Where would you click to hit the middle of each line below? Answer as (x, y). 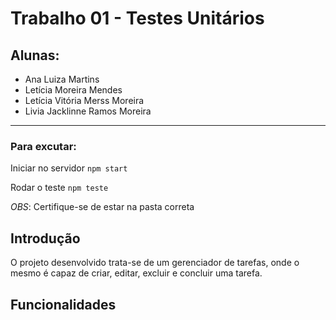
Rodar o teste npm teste (59, 188)
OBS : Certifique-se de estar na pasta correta (102, 207)
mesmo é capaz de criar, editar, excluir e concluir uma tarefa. (136, 273)
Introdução (45, 238)
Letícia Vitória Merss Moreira (84, 100)
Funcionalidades (63, 304)
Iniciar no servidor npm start (69, 168)
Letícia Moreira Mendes (73, 90)
